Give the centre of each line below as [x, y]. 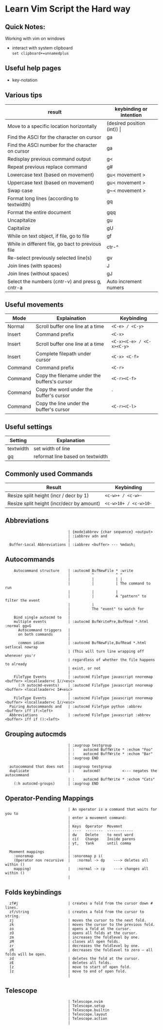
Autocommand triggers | [44, 630]
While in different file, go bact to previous [54, 244]
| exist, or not [84, 668]
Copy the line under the [63, 404]
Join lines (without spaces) [38, 274]
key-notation [25, 80]
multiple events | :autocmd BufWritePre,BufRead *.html [81, 621]
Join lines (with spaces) [35, 265]
